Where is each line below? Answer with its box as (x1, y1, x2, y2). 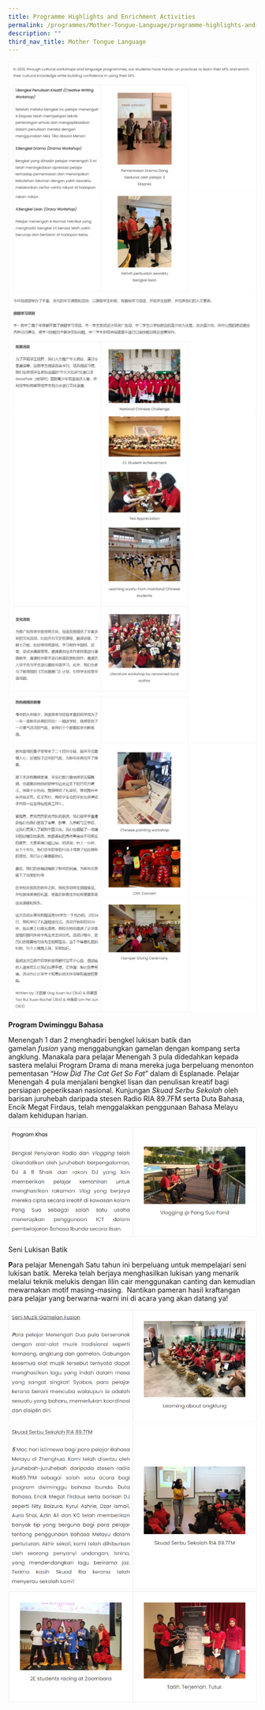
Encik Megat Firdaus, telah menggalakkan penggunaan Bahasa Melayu (8, 1103, 238, 1112)
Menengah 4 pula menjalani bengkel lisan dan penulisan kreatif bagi (8, 1077, 230, 1087)
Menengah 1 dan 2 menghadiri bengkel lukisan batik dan (8, 1036, 192, 1045)
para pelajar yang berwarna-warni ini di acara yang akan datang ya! (8, 1294, 229, 1303)
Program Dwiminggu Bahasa (8, 1020, 104, 1029)
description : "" (8, 29, 62, 37)
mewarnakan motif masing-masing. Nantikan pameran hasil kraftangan (8, 1286, 241, 1295)
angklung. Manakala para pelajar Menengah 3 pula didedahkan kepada (8, 1052, 239, 1062)
